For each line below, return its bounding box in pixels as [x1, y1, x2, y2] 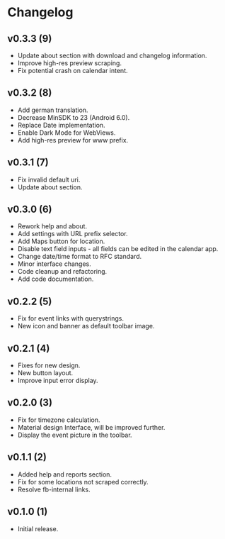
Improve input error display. [17, 377, 98, 385]
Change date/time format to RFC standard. [17, 252, 142, 261]
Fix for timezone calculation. [17, 416, 100, 424]
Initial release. [17, 524, 59, 533]
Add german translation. [17, 106, 88, 114]
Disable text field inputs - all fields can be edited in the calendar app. [17, 245, 219, 253]
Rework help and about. [17, 222, 87, 230]
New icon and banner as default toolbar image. [17, 322, 155, 330]
